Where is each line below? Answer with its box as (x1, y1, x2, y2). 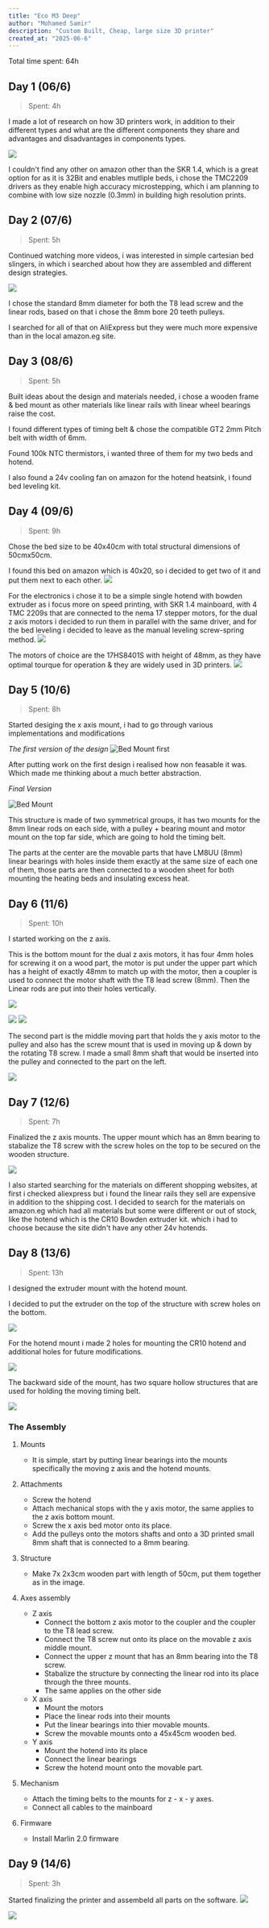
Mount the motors (43, 1703, 104, 1713)
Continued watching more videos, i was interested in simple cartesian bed (8, 251, 254, 260)
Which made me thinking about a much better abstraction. (8, 769, 201, 778)
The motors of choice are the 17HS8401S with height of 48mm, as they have (8, 650, 262, 660)
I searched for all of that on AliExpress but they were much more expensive (8, 322, 258, 332)
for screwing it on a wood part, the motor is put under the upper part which (8, 958, 258, 968)
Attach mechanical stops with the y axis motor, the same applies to (31, 1503, 255, 1513)
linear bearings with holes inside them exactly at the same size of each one (8, 856, 258, 866)
